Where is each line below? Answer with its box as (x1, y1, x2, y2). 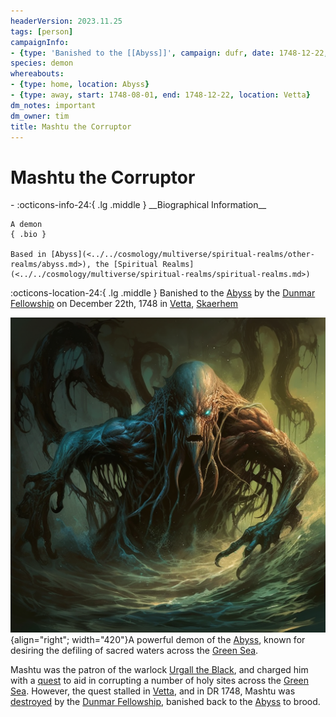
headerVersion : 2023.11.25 (10, 16, 123, 26)
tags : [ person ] (10, 26, 74, 37)
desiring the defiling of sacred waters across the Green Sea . (10, 645, 259, 657)
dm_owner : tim (10, 111, 70, 121)
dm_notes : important (10, 100, 97, 110)
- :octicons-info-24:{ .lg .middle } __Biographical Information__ (10, 199, 267, 211)
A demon (10, 220, 43, 230)
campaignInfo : (10, 37, 70, 47)
